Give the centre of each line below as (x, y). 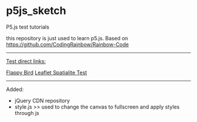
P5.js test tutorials (28, 27)
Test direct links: (26, 61)
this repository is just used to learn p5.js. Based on (67, 38)
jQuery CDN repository (42, 100)
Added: (15, 89)
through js (27, 113)
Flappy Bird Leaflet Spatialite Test (47, 72)
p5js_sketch (36, 11)
